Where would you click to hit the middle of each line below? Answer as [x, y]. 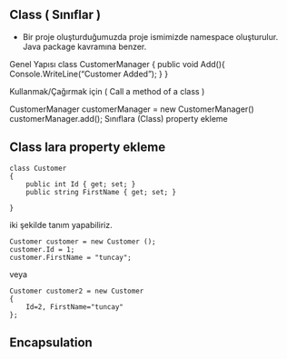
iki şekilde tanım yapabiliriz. [61, 224]
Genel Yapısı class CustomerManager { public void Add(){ [117, 64]
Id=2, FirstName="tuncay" [75, 307]
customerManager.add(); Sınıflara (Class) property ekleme [119, 118]
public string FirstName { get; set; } [101, 192]
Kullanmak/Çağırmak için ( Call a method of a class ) [107, 91]
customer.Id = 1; [42, 249]
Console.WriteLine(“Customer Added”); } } [89, 74]
